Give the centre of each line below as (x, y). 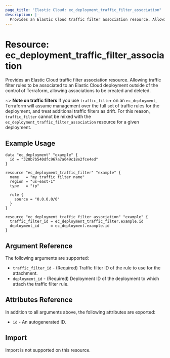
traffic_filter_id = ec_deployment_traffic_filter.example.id (77, 222)
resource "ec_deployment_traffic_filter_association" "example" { (77, 217)
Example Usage (30, 143)
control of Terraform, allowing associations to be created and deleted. (78, 91)
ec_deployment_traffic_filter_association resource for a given (72, 122)
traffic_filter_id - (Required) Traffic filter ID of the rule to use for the (87, 268)
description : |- (22, 15)
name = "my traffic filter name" (47, 177)
